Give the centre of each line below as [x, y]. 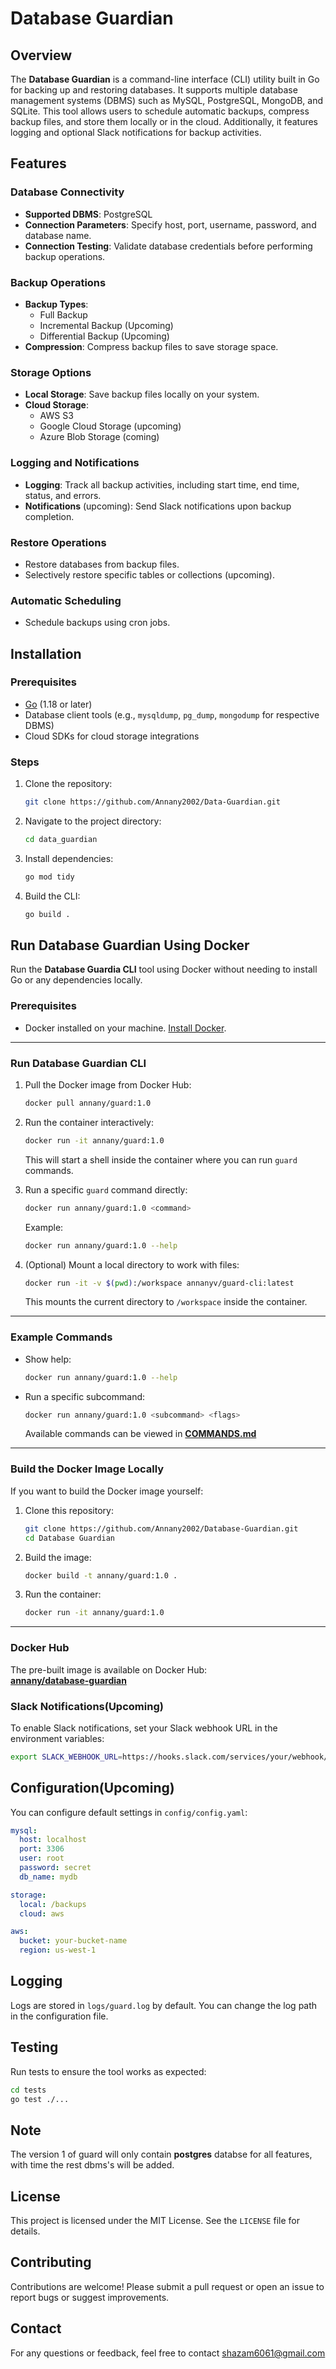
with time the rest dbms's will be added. [92, 2165]
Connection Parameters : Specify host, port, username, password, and [170, 224]
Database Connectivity [67, 192]
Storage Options [51, 372]
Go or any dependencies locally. [76, 980]
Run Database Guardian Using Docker [130, 945]
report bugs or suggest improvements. [90, 2297]
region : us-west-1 [58, 1950]
